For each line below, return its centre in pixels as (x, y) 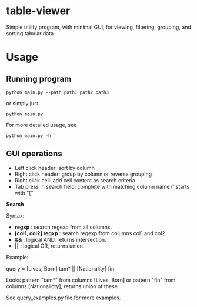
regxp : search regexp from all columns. (63, 227)
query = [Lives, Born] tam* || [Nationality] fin (60, 268)
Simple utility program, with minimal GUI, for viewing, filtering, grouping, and (98, 27)
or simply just (23, 103)
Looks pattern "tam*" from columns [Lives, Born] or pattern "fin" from (91, 280)
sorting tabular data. (31, 33)
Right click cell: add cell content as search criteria (75, 180)
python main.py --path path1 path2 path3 (58, 92)
